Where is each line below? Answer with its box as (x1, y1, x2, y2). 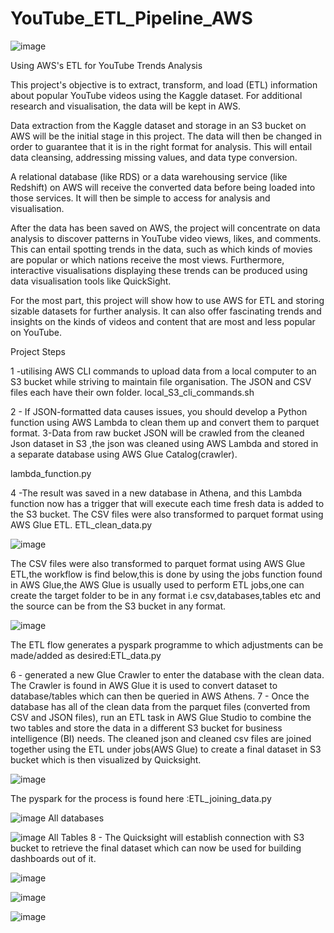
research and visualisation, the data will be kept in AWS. (10, 100, 242, 112)
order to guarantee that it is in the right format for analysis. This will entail (10, 140, 313, 152)
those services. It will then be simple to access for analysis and (10, 192, 271, 204)
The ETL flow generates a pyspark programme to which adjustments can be (10, 638, 324, 651)
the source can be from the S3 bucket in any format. (10, 600, 226, 612)
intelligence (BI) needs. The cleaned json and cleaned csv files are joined (10, 732, 312, 744)
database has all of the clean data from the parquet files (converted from (10, 700, 311, 712)
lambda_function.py (10, 467, 92, 479)
